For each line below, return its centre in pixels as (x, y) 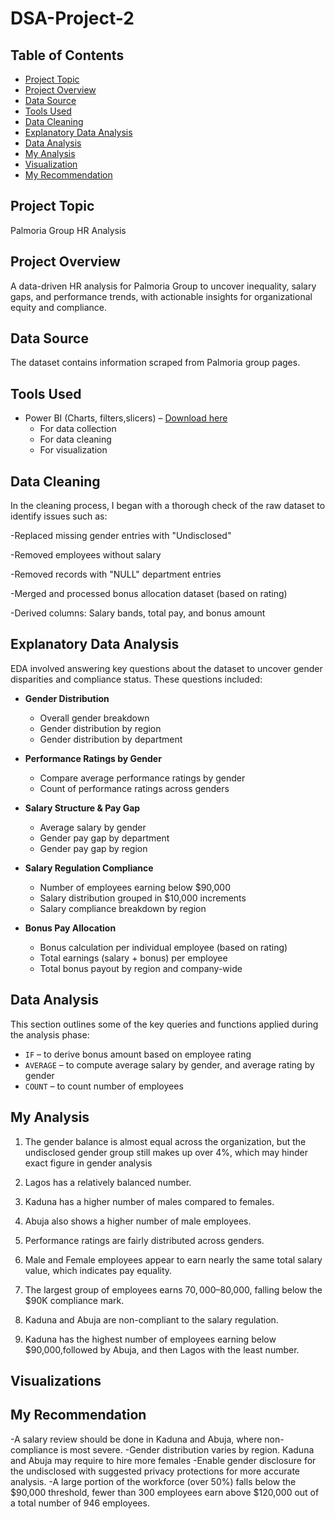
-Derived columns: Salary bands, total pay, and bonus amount (138, 613)
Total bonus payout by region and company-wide (141, 968)
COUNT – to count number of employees (104, 1086)
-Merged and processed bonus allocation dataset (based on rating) (149, 594)
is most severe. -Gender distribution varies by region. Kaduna (187, 1449)
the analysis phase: (50, 1034)
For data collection (78, 429)
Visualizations (56, 1380)
